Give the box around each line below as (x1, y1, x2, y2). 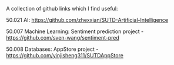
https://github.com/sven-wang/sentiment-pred (6, 34, 119, 41)
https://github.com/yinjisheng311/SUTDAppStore (6, 52, 123, 58)
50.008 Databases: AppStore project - (6, 45, 99, 53)
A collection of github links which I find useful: (6, 5, 118, 12)
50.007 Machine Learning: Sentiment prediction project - (6, 28, 144, 35)
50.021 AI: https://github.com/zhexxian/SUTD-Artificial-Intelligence (6, 17, 169, 23)
